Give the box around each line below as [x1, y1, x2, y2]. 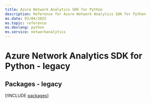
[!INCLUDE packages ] [5, 93, 49, 98]
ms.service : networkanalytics [5, 29, 66, 34]
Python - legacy [5, 61, 71, 72]
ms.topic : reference [5, 20, 47, 26]
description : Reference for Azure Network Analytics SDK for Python [5, 12, 146, 16]
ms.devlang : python [5, 25, 45, 30]
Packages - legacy [5, 80, 62, 88]
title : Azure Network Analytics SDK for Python [5, 7, 103, 12]
